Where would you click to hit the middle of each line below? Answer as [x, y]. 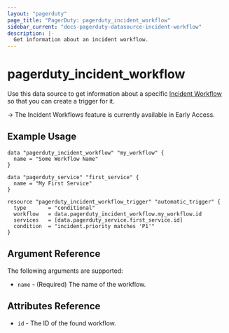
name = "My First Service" [53, 183]
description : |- [31, 33]
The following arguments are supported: [65, 271]
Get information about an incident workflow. [81, 40]
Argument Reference [54, 254]
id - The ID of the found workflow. [67, 323]
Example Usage [42, 137]
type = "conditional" [55, 208]
